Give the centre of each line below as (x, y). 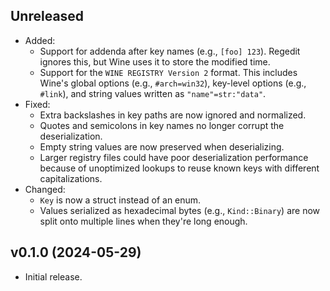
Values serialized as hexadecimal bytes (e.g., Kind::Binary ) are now (180, 210)
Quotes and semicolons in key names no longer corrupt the (162, 125)
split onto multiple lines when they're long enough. (143, 221)
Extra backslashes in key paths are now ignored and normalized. (173, 115)
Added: (40, 40)
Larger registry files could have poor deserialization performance (174, 157)
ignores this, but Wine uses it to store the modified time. (155, 61)
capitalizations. (71, 178)
